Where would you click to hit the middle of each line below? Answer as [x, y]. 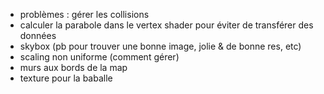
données [38, 35]
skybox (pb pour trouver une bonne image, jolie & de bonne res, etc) [160, 46]
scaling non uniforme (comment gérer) [99, 57]
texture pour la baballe [66, 78]
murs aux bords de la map [73, 67]
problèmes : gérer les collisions [84, 14]
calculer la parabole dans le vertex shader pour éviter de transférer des [166, 25]
